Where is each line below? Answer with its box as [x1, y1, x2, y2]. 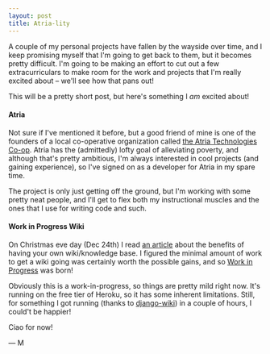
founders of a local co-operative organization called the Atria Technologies [8, 136, 258, 146]
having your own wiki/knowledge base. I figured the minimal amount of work [8, 248, 263, 258]
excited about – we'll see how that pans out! [8, 76, 155, 85]
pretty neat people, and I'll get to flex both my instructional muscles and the [8, 194, 260, 204]
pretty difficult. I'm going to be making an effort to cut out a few [8, 58, 220, 69]
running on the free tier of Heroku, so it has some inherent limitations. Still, [8, 289, 255, 299]
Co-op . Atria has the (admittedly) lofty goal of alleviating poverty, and [8, 144, 239, 154]
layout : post [8, 11, 52, 20]
